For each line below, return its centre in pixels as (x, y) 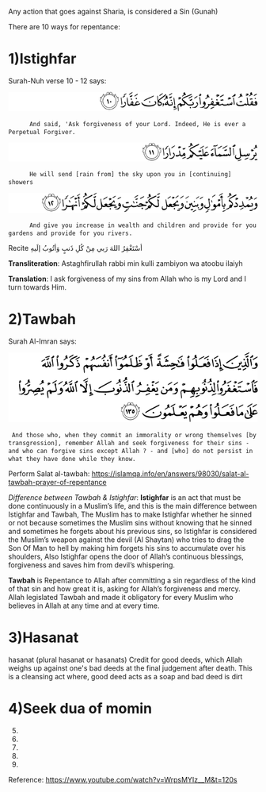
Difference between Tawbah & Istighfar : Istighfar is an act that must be (125, 498)
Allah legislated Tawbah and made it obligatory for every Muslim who (121, 598)
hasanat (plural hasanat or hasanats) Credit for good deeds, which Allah (125, 660)
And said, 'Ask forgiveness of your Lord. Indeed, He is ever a (137, 124)
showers (21, 182)
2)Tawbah (42, 319)
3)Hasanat (44, 638)
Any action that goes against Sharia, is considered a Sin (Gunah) (113, 12)
